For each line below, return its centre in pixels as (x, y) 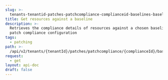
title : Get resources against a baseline (49, 19)
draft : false (19, 70)
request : (14, 56)
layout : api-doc (22, 65)
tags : (11, 38)
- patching (21, 42)
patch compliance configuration (43, 33)
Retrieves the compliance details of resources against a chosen (79, 28)
